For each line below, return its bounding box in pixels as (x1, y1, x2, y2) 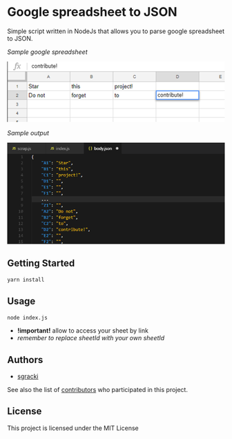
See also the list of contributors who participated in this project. (7, 386, 188, 394)
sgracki (17, 372, 39, 380)
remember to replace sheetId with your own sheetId (17, 334, 165, 342)
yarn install (7, 277, 45, 284)
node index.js (7, 315, 48, 322)
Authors (7, 353, 43, 366)
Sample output (7, 128, 50, 137)
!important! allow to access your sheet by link (17, 326, 148, 335)
